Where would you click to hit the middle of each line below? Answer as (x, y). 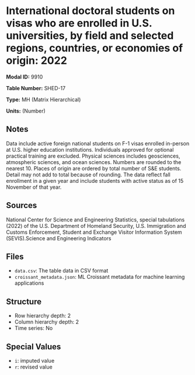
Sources (22, 205)
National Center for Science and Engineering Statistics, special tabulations (95, 219)
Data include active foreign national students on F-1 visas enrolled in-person (98, 143)
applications (29, 283)
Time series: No (34, 328)
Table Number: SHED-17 (36, 88)
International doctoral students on (90, 11)
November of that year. (34, 187)
